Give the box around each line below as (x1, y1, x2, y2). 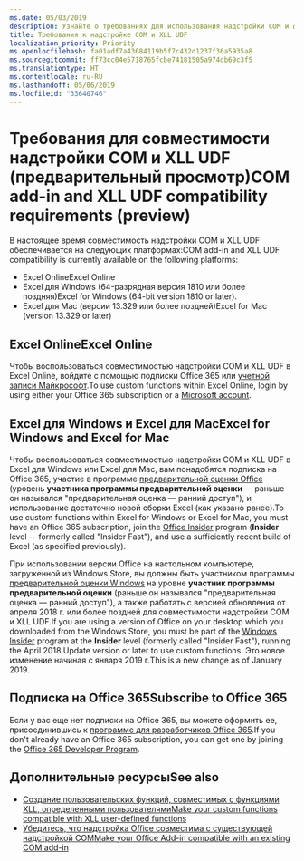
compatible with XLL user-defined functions (22, 813, 187, 824)
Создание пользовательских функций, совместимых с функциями (22, 794, 280, 805)
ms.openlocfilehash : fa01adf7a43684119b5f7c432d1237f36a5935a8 (9, 47, 253, 56)
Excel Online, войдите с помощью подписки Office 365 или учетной (9, 371, 270, 382)
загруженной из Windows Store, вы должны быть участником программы (9, 568, 295, 579)
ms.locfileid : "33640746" (9, 89, 107, 98)
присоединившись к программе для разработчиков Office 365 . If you (9, 724, 276, 735)
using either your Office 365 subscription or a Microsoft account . (9, 390, 252, 401)
